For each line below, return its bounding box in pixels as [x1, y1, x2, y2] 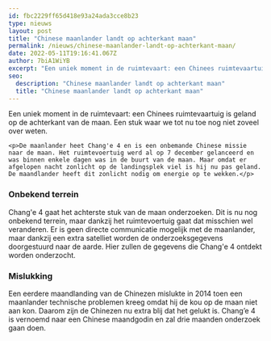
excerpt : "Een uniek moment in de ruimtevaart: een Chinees [8, 65, 215, 73]
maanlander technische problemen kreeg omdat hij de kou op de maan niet [8, 297, 258, 307]
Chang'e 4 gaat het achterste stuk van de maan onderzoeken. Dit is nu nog [8, 207, 258, 217]
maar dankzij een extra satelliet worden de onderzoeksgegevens [8, 233, 223, 242]
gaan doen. [8, 322, 46, 332]
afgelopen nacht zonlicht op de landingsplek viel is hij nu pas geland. [8, 163, 262, 171]
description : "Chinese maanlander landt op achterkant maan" [15, 79, 226, 87]
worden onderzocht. [8, 250, 77, 259]
